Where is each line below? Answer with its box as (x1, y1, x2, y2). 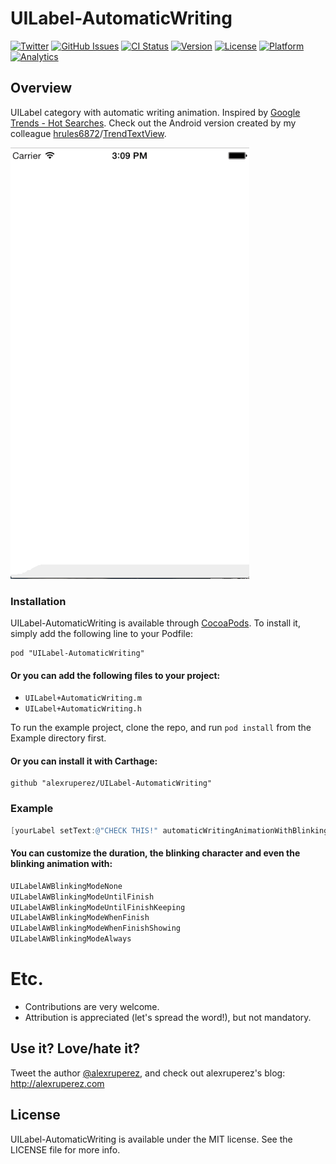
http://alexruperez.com (10, 1077, 105, 1089)
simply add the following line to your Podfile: (10, 628, 193, 640)
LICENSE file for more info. (10, 1143, 121, 1156)
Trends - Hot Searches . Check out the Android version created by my (10, 117, 297, 129)
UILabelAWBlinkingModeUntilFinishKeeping (10, 902, 186, 912)
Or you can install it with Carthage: (10, 755, 158, 767)
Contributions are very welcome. (24, 1001, 160, 1013)
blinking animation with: (10, 858, 113, 870)
